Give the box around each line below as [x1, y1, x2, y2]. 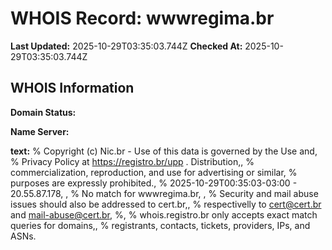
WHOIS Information [10, 80, 135, 97]
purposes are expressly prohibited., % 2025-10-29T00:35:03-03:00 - [10, 177, 298, 189]
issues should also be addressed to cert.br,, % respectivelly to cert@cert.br [10, 198, 322, 210]
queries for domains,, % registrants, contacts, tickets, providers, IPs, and [10, 219, 311, 231]
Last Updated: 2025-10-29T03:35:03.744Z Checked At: [10, 40, 243, 52]
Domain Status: [10, 106, 77, 118]
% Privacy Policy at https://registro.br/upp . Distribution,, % [10, 155, 255, 167]
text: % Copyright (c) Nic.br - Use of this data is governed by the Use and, [10, 145, 318, 157]
